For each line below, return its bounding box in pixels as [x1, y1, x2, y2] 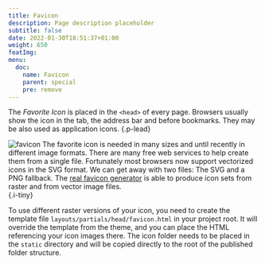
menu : [8, 56, 26, 64]
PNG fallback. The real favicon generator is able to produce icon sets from [8, 173, 252, 183]
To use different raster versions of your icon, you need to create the [8, 206, 231, 215]
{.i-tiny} [8, 190, 33, 200]
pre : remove [22, 85, 62, 94]
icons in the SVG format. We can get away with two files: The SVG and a [8, 165, 245, 175]
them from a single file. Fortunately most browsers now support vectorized [8, 157, 254, 166]
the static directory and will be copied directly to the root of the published [8, 239, 253, 249]
